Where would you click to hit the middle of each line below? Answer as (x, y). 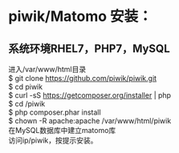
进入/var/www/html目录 (47, 69)
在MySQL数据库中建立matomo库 (62, 130)
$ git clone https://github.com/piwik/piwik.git (83, 78)
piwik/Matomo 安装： (80, 16)
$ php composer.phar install (55, 112)
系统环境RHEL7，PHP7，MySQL (89, 48)
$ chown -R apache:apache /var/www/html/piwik (90, 121)
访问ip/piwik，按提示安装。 (53, 140)
